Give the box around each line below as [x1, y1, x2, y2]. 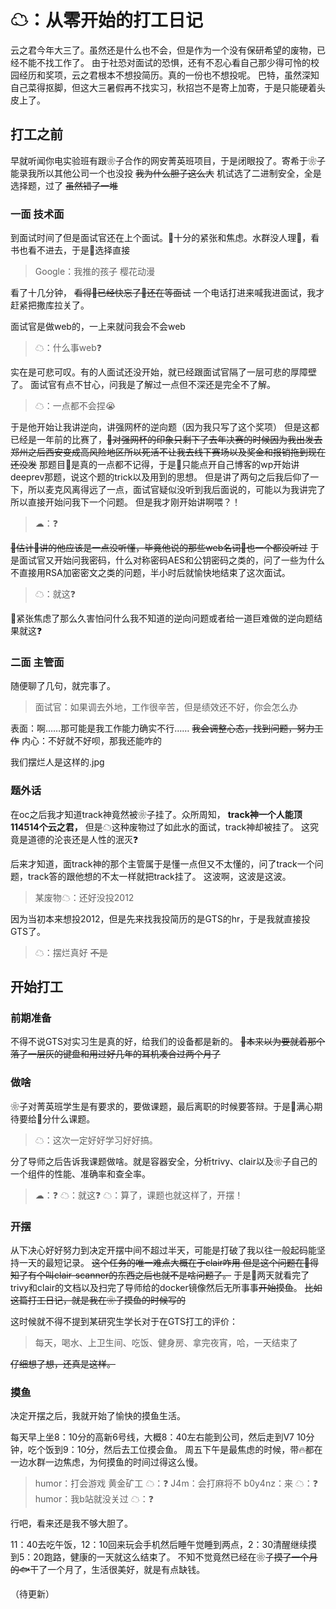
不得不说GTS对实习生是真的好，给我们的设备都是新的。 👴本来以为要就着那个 [10, 1036, 326, 1048]
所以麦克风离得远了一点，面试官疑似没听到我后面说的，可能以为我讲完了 [27, 484, 326, 496]
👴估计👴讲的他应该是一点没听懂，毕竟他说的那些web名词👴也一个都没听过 [10, 542, 308, 554]
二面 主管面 [10, 655, 65, 669]
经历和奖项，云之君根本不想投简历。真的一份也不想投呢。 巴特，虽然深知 [18, 69, 320, 81]
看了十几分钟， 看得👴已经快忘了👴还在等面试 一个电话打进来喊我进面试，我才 [10, 287, 325, 299]
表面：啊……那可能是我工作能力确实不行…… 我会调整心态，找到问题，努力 [10, 722, 315, 735]
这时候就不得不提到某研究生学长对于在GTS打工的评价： [10, 1315, 239, 1327]
